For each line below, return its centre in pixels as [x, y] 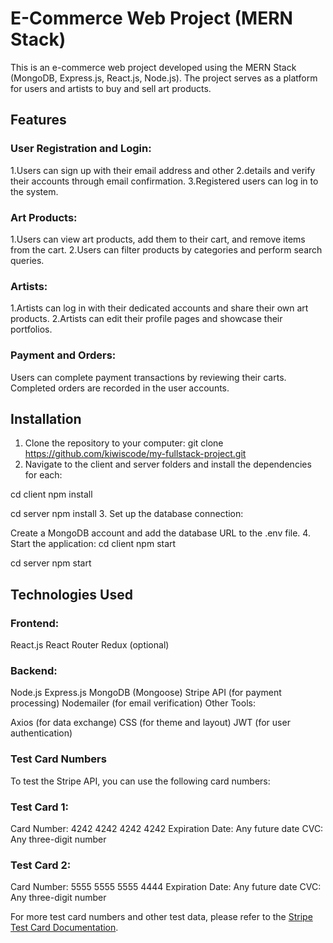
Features [38, 120]
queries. [27, 260]
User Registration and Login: [81, 149]
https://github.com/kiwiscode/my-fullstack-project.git [135, 454]
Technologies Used [71, 594]
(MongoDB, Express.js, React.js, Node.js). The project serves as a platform [164, 78]
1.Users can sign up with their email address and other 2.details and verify [163, 170]
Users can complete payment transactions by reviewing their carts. [148, 377]
